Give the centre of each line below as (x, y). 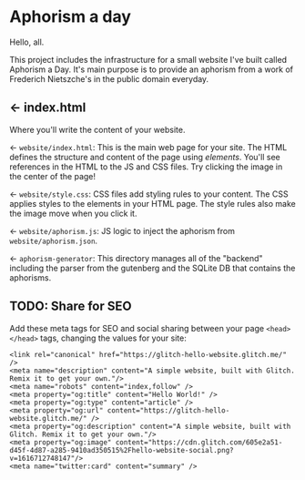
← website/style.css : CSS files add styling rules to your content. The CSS (149, 194)
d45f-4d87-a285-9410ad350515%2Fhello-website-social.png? (122, 450)
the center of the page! (53, 176)
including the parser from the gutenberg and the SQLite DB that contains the (152, 268)
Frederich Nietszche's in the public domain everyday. (109, 78)
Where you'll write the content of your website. (97, 129)
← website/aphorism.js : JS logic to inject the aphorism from (122, 230)
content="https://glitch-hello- (168, 410)
